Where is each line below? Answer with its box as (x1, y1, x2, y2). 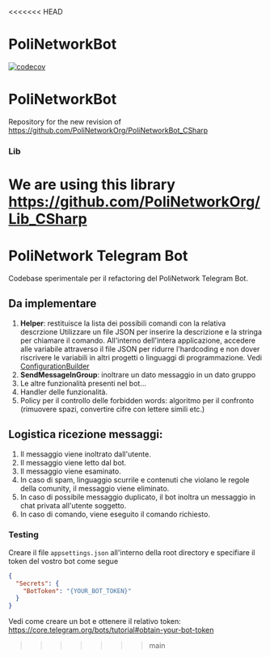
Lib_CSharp (8, 209, 87, 228)
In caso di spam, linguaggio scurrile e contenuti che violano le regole (19, 474, 250, 484)
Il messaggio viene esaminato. (19, 466, 121, 476)
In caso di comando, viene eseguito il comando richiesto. (19, 509, 210, 519)
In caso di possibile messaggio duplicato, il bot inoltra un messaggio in (19, 492, 256, 502)
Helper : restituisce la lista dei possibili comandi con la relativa (19, 318, 226, 328)
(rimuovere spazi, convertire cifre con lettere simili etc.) (19, 404, 205, 414)
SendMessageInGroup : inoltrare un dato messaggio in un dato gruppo (19, 369, 256, 379)
